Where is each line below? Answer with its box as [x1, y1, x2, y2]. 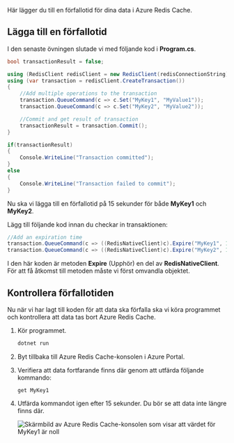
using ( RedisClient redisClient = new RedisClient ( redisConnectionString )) [7, 70, 232, 77]
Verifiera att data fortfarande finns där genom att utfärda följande [17, 366, 204, 374]
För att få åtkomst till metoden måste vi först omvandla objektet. [7, 266, 190, 275]
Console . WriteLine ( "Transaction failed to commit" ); [19, 180, 176, 187]
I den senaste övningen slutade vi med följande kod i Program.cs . [7, 45, 196, 53]
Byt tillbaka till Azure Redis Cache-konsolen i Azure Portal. [17, 352, 185, 361]
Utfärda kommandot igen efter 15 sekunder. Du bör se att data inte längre [17, 399, 227, 407]
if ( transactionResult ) [7, 141, 73, 149]
